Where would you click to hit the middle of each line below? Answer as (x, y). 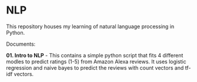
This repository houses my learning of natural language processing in (90, 26)
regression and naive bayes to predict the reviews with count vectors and (95, 67)
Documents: (21, 44)
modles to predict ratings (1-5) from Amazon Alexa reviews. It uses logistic (96, 61)
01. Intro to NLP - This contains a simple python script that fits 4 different (95, 55)
